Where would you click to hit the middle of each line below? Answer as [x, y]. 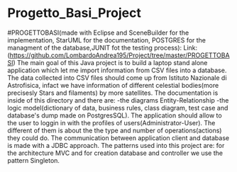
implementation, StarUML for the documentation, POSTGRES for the [107, 40]
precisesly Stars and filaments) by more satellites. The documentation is [113, 93]
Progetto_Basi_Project [75, 13]
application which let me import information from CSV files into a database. [117, 70]
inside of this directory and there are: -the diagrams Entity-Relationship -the [118, 100]
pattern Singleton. [34, 160]
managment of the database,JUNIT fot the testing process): [95, 47]
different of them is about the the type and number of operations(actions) [115, 130]
